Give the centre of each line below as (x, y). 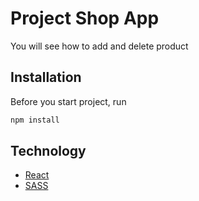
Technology (48, 151)
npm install (35, 120)
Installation (46, 77)
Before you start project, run (68, 101)
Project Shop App (85, 18)
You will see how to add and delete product (99, 46)
